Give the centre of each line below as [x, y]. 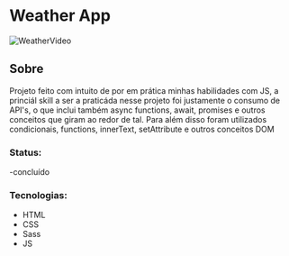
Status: [26, 152]
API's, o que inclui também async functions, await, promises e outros [137, 110]
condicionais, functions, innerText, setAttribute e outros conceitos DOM [142, 129]
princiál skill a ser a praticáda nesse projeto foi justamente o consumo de [145, 100]
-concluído [30, 172]
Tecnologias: [38, 195]
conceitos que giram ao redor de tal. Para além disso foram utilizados [138, 119]
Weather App [60, 16]
